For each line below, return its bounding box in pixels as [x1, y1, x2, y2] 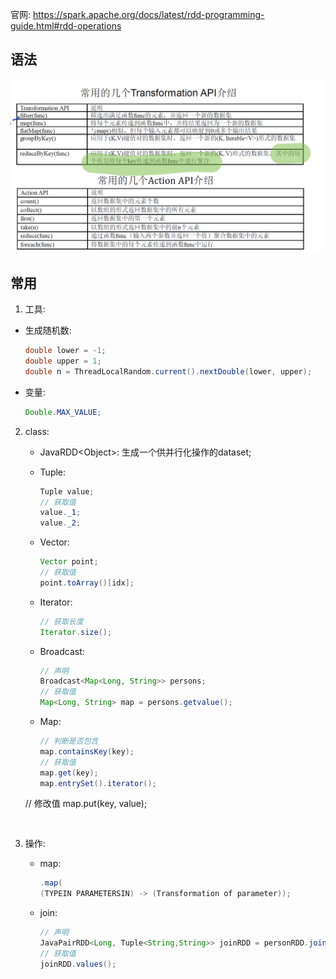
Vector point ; [39, 557, 99, 567]
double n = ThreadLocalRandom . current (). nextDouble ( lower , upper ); [24, 366, 313, 377]
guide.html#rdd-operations [10, 20, 122, 32]
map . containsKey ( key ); [39, 746, 135, 757]
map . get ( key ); [39, 768, 99, 778]
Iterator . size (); [39, 627, 113, 637]
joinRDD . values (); [39, 959, 117, 969]
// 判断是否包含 [39, 736, 99, 747]
